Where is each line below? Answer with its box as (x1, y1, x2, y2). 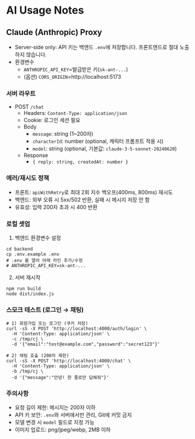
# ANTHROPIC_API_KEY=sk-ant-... (6, 262, 86, 268)
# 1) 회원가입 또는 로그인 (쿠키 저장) (6, 321, 88, 326)
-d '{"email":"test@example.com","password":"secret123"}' (11, 341, 161, 347)
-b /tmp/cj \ (11, 368, 44, 374)
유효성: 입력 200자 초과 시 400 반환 (14, 203, 98, 210)
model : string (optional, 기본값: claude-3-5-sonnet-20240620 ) (32, 145, 177, 152)
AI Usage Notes (6, 4, 84, 17)
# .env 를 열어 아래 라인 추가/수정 (6, 257, 83, 264)
